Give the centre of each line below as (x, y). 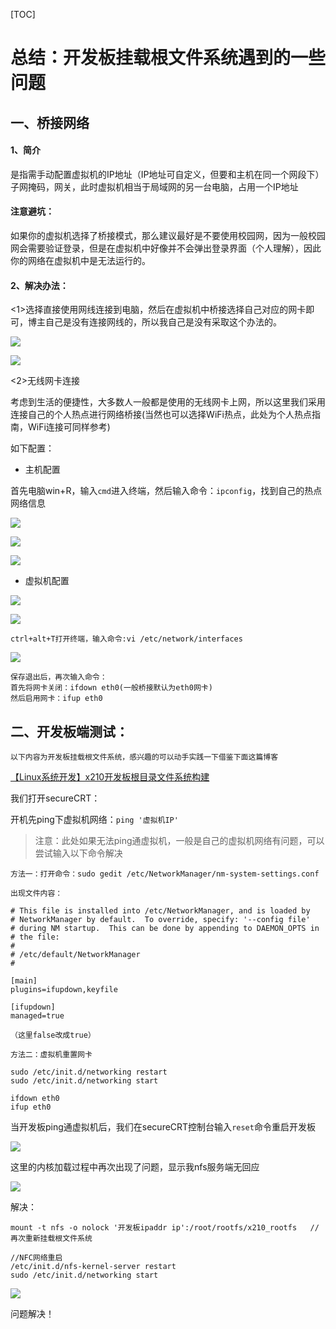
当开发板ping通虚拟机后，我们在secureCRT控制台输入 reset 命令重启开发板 (163, 1127)
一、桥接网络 (50, 122)
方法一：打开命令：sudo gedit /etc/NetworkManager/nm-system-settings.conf (165, 874)
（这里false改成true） (53, 1035)
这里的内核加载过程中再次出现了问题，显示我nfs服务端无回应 (135, 1167)
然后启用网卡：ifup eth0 (56, 699)
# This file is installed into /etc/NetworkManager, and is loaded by (160, 911)
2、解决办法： (39, 285)
